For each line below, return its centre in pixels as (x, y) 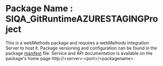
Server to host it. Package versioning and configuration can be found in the (81, 48)
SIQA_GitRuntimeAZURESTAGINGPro (82, 19)
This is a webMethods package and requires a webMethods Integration (77, 43)
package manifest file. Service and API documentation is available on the (79, 53)
